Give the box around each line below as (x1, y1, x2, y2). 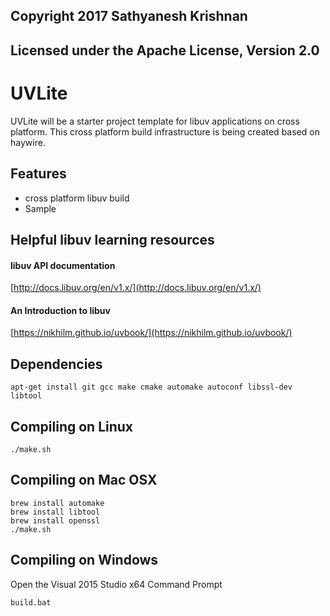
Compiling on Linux (10, 418, 134, 435)
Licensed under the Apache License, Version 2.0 (10, 42, 320, 59)
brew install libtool (10, 507, 101, 517)
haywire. (10, 136, 46, 148)
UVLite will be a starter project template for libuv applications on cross (10, 115, 300, 127)
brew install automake (10, 498, 105, 508)
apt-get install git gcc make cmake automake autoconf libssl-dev (10, 382, 293, 393)
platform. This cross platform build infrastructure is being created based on (10, 125, 320, 138)
